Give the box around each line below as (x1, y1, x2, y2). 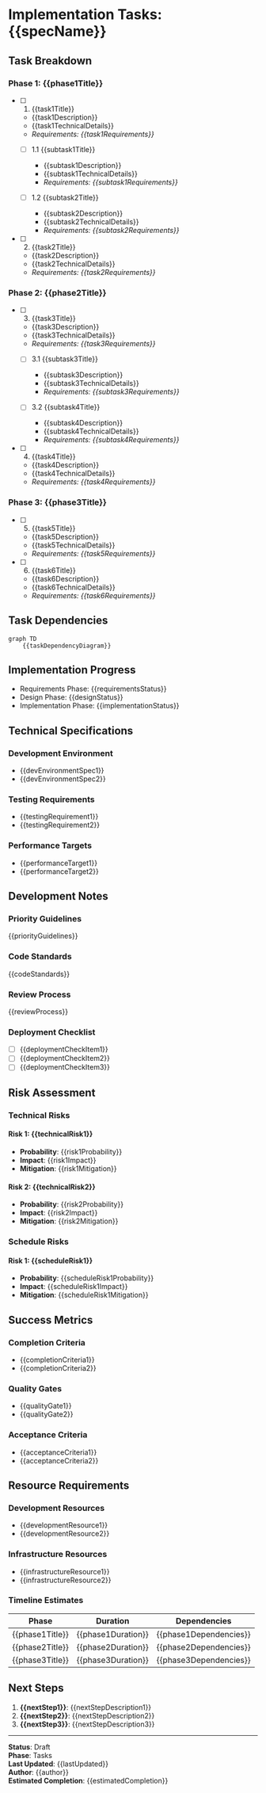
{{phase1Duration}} (76, 1628, 149, 1639)
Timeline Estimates (8, 1595, 84, 1606)
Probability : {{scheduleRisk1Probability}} (19, 1273, 154, 1283)
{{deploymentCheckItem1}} (19, 1044, 108, 1055)
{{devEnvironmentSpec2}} (19, 774, 106, 784)
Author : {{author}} (8, 1767, 69, 1776)
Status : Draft (8, 1741, 51, 1752)
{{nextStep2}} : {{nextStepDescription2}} (19, 1711, 155, 1720)
